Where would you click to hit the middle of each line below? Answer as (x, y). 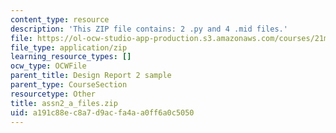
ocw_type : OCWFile (48, 66)
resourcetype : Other (53, 94)
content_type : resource (60, 19)
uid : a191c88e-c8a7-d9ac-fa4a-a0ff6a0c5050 (102, 112)
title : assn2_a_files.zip (64, 103)
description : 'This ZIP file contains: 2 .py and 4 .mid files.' (149, 29)
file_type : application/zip (69, 47)
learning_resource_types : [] (71, 57)
